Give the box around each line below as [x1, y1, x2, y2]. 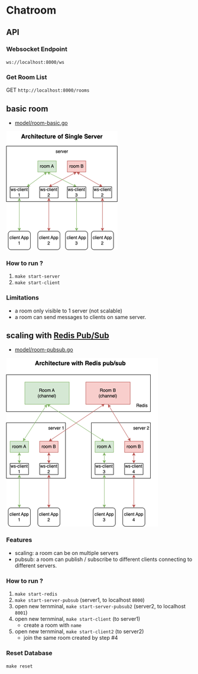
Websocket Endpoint [6, 45, 68, 53]
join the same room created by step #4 [23, 634, 118, 641]
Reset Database [6, 649, 53, 657]
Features [6, 536, 33, 544]
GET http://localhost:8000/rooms [6, 86, 90, 93]
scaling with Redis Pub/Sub [6, 330, 109, 340]
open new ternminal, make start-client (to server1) [14, 615, 141, 622]
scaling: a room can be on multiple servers [14, 549, 119, 556]
